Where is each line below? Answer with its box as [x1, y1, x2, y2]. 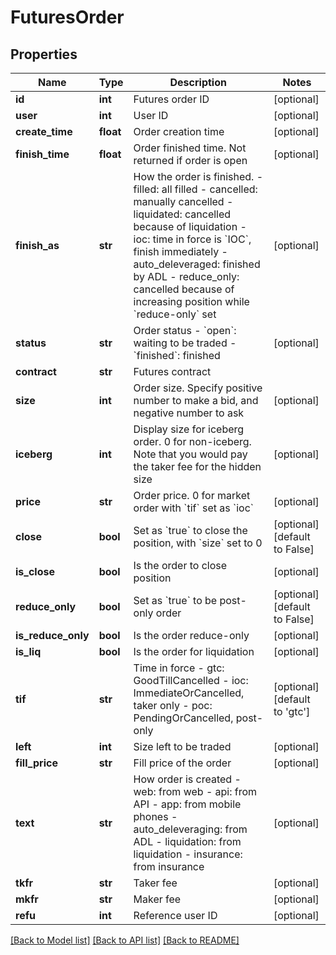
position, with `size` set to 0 [133, 536, 263, 550]
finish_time [15, 147, 70, 161]
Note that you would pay [133, 447, 248, 461]
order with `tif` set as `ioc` [133, 501, 254, 515]
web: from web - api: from [133, 785, 258, 798]
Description [169, 76, 227, 89]
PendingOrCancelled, [133, 711, 234, 725]
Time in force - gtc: [133, 661, 225, 675]
